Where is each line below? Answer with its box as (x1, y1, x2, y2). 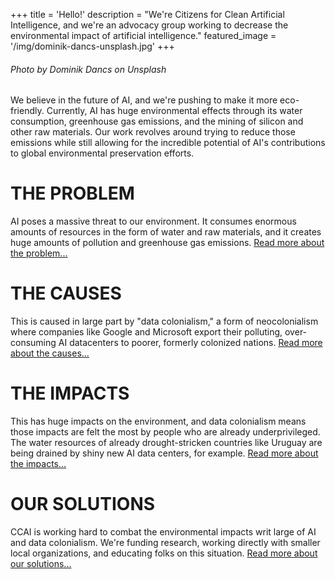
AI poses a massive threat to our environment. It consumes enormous (10, 215, 297, 228)
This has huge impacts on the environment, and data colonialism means (10, 415, 307, 428)
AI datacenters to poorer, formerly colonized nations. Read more (58, 337, 323, 349)
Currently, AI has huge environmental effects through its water (46, 105, 303, 117)
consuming (10, 337, 57, 349)
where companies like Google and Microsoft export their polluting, (10, 326, 283, 338)
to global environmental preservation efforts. (10, 147, 195, 159)
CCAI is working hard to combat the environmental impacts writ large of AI (10, 525, 317, 538)
